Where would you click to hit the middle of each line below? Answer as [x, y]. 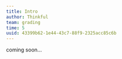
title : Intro [22, 11]
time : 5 [16, 28]
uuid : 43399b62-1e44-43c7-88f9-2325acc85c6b [61, 33]
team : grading [23, 22]
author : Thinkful [27, 17]
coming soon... [24, 50]
